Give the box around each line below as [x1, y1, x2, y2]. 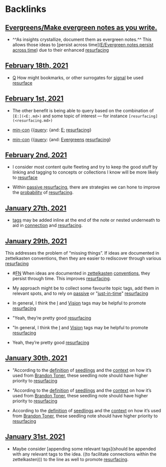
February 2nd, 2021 [5, 151, 67, 160]
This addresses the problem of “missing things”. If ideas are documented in [5, 250, 160, 256]
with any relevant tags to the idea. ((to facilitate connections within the [12, 451, 157, 457]
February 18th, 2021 [5, 61, 69, 70]
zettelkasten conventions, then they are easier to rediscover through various [5, 255, 162, 262]
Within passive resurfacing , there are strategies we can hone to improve [12, 184, 161, 190]
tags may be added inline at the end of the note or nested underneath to [12, 217, 161, 223]
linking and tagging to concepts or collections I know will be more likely [12, 169, 159, 175]
